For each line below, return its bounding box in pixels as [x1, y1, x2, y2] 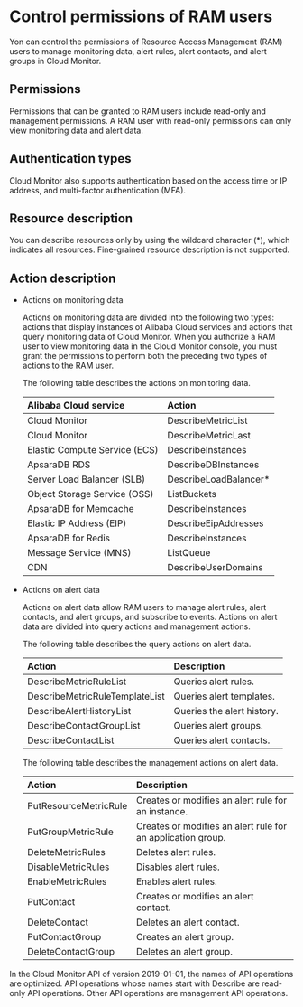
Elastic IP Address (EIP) [26, 517, 127, 530]
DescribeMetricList [167, 414, 248, 427]
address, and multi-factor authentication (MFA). [9, 184, 187, 195]
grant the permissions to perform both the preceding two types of [22, 351, 268, 362]
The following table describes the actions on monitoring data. [22, 378, 251, 389]
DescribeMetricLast [167, 429, 251, 442]
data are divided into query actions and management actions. [22, 621, 251, 632]
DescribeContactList [26, 734, 115, 747]
